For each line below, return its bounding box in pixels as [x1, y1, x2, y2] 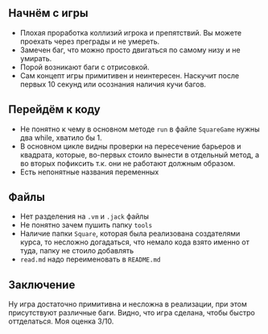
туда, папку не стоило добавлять [19, 246, 134, 256]
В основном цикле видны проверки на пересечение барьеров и [19, 141, 241, 151]
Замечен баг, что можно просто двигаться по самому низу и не [19, 44, 241, 55]
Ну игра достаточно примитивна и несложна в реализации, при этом [8, 299, 248, 309]
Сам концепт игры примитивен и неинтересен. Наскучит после [19, 70, 240, 80]
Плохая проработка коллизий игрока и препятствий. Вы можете [19, 27, 242, 37]
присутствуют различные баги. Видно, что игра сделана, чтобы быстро [8, 308, 255, 318]
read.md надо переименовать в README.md [19, 254, 161, 265]
